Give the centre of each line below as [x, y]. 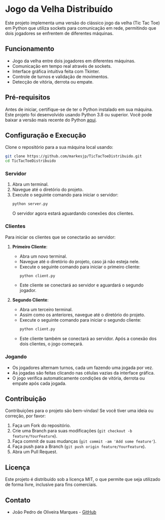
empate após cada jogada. [39, 383]
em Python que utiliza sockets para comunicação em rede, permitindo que [81, 28]
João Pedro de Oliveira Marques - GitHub [54, 512]
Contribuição [26, 399]
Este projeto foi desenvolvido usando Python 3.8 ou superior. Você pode [79, 114]
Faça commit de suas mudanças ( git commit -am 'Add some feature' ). [84, 441]
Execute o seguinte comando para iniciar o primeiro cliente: [80, 267]
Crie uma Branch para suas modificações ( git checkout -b [72, 431]
